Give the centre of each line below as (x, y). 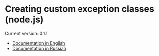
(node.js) (24, 20)
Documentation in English (39, 43)
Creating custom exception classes (79, 9)
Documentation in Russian (39, 48)
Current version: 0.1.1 (26, 33)
